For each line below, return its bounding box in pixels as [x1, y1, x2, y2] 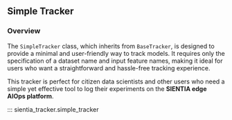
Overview [7, 26, 41, 36]
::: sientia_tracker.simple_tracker [7, 105, 99, 113]
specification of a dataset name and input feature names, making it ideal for [7, 57, 223, 65]
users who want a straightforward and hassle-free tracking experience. [7, 63, 211, 72]
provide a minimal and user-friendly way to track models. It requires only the [7, 49, 225, 57]
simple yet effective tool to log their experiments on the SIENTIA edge [7, 84, 207, 92]
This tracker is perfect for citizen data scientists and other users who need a [7, 77, 225, 86]
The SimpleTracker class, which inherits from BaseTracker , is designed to [7, 41, 215, 50]
